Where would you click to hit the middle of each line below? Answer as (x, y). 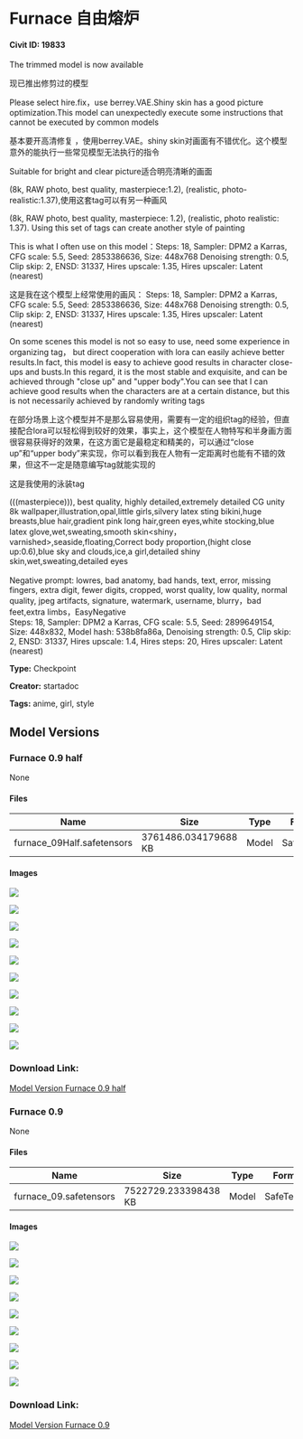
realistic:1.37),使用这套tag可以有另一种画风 (88, 201)
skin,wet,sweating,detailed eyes (69, 561)
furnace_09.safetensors (64, 1197)
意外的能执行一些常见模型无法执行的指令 (84, 152)
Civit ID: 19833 (37, 44)
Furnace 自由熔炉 (74, 19)
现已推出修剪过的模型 (49, 83)
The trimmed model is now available (77, 65)
